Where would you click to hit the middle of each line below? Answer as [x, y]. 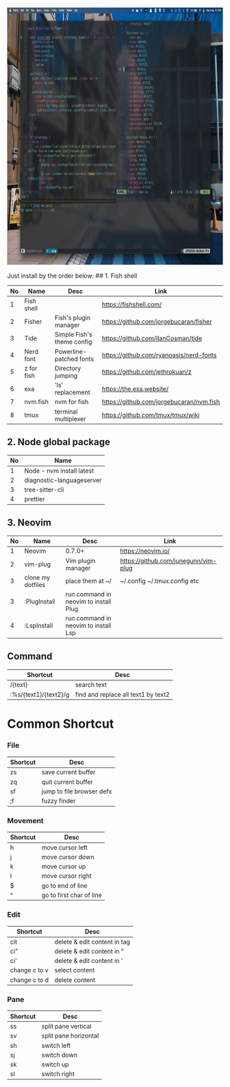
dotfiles [35, 584]
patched [66, 359]
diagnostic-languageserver [63, 480]
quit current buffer [67, 782]
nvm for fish [72, 402]
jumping [66, 375]
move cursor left [64, 847]
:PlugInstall [40, 601]
